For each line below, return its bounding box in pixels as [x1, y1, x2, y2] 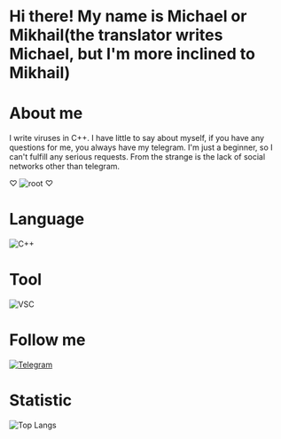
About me [9, 104, 83, 123]
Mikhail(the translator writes [9, 25, 223, 45]
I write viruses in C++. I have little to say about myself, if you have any [9, 133, 264, 144]
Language [9, 209, 85, 230]
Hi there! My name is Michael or [9, 6, 247, 27]
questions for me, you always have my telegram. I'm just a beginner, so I [9, 142, 273, 153]
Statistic [9, 390, 73, 411]
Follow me [9, 330, 86, 350]
